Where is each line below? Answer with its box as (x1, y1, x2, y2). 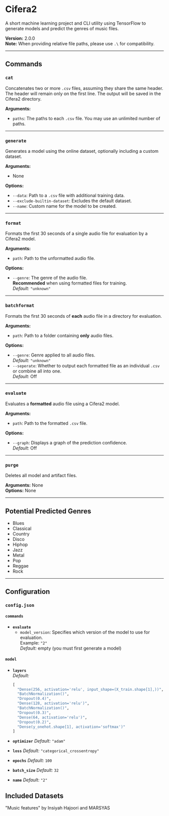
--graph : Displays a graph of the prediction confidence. (12, 439, 127, 445)
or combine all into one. (12, 368, 62, 374)
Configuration (5, 587, 50, 596)
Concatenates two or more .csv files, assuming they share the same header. (5, 85, 163, 91)
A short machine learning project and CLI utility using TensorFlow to (5, 20, 146, 26)
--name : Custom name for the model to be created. (12, 203, 117, 209)
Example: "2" (20, 640, 48, 646)
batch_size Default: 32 (12, 767, 59, 773)
